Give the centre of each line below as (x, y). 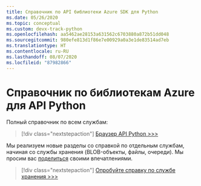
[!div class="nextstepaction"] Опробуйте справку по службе (98, 170)
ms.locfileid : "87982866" (39, 62)
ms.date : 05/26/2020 (32, 18)
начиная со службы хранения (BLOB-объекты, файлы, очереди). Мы (95, 152)
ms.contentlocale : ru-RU (38, 51)
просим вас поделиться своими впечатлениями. (70, 159)
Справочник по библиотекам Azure (100, 92)
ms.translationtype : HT (36, 46)
